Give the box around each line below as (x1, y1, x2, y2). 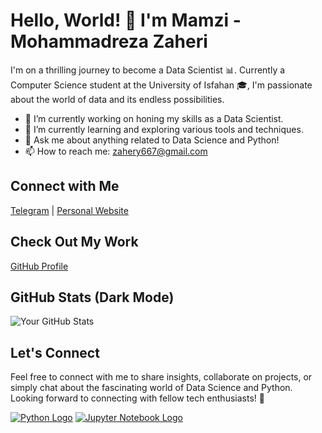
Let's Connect (10, 344, 100, 361)
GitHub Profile (10, 260, 69, 272)
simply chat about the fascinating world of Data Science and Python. (10, 382, 293, 394)
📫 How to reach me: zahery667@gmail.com (24, 145, 208, 157)
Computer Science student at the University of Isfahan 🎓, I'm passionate (10, 79, 313, 91)
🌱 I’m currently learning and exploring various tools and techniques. (24, 123, 304, 135)
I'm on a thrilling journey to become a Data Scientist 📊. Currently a (10, 64, 286, 76)
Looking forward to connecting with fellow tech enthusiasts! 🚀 (10, 392, 265, 404)
